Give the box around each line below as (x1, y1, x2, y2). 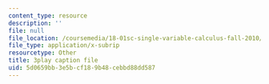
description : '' (8, 19, 62, 27)
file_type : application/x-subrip (8, 42, 120, 50)
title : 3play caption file (8, 57, 98, 65)
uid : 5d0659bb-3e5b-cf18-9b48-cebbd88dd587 (8, 64, 156, 72)
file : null (8, 26, 45, 34)
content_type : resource (8, 11, 88, 20)
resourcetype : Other (8, 49, 78, 57)
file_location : (8, 34, 59, 42)
